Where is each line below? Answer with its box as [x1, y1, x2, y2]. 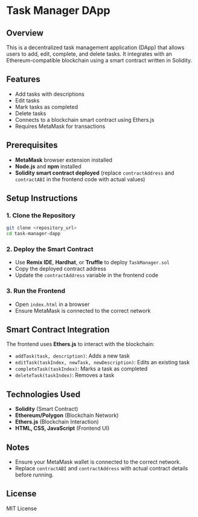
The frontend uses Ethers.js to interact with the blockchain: [6, 341, 155, 348]
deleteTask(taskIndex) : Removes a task [14, 372, 115, 379]
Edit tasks [14, 96, 40, 104]
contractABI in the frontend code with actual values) [14, 175, 145, 182]
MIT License [6, 504, 37, 512]
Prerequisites [6, 140, 58, 150]
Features [6, 74, 40, 85]
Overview [6, 28, 44, 38]
